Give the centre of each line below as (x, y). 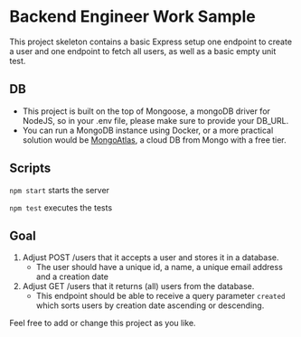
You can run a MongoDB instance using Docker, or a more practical (148, 130)
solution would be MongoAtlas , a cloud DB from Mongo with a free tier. (154, 140)
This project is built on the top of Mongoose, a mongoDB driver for (146, 111)
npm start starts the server (60, 190)
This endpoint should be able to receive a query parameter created (161, 296)
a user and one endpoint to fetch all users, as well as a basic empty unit (143, 51)
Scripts (30, 168)
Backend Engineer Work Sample (132, 17)
